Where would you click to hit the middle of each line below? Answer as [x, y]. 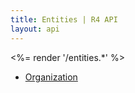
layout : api [35, 29]
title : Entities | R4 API [64, 19]
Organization [51, 77]
